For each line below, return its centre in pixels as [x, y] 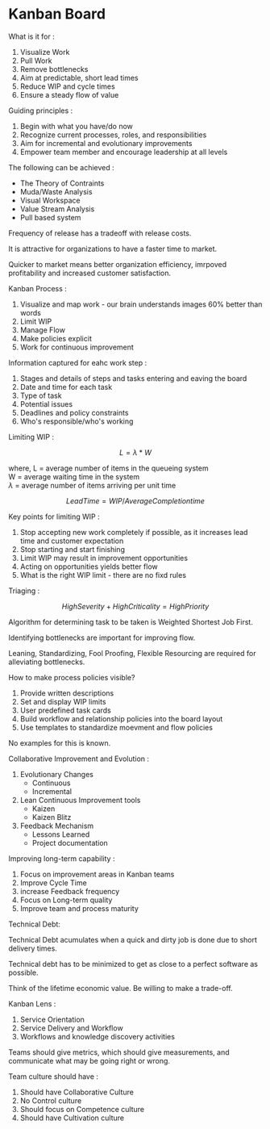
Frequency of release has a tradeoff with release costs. [100, 233]
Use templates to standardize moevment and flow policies [116, 727]
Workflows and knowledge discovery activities [98, 1036]
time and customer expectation [72, 541]
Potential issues [46, 404]
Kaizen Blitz [52, 817]
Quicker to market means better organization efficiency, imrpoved [118, 264]
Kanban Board [57, 14]
